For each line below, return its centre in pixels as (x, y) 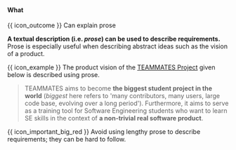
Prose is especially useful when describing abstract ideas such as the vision (118, 46)
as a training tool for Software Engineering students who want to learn (126, 111)
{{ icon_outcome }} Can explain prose (61, 25)
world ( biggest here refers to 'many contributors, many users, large (122, 96)
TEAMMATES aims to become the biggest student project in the (118, 88)
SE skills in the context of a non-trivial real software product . (114, 118)
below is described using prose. (53, 75)
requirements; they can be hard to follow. (67, 139)
